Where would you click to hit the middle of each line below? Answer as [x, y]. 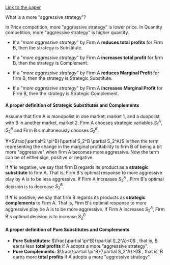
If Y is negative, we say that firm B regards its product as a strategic [77, 167]
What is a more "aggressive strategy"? [46, 17]
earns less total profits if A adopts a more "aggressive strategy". [80, 246]
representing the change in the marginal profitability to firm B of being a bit [84, 146]
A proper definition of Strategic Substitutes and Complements [72, 105]
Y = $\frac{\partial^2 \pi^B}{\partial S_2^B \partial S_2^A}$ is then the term [82, 141]
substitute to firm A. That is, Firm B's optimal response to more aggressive [84, 173]
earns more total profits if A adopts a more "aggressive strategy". [82, 257]
